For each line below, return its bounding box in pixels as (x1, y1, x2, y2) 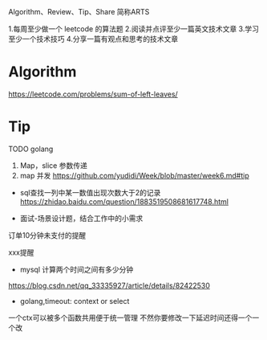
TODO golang (8, 144, 54, 154)
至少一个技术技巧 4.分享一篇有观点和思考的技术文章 (8, 35, 179, 43)
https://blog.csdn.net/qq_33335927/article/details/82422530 (8, 281, 211, 290)
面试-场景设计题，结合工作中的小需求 (19, 213, 144, 223)
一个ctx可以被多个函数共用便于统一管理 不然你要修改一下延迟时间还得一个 (8, 313, 253, 322)
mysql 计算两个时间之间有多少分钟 (19, 264, 134, 274)
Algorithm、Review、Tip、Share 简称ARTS (8, 7, 150, 16)
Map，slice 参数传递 (19, 160, 88, 170)
